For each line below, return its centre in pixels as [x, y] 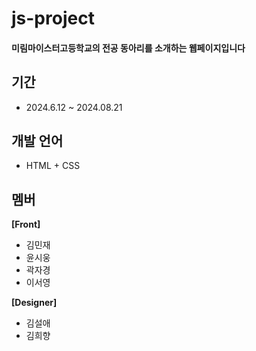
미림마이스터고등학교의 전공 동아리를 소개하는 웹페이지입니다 [128, 48]
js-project [53, 18]
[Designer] [34, 303]
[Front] [26, 224]
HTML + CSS [53, 166]
